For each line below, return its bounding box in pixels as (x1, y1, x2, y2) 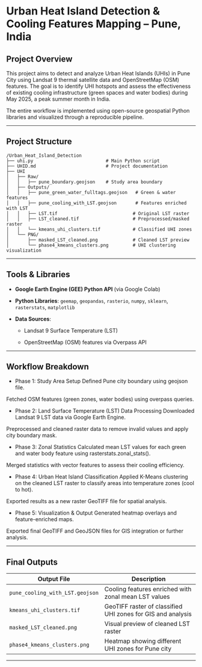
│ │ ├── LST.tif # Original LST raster (6, 210, 189, 216)
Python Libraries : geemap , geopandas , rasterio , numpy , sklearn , (14, 297, 168, 304)
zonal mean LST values (104, 592, 170, 601)
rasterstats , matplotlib (14, 303, 75, 311)
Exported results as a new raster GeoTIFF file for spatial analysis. (6, 498, 167, 505)
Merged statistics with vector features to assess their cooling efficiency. (6, 462, 185, 469)
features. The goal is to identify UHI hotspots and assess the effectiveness (6, 83, 191, 90)
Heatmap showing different (104, 637, 182, 645)
